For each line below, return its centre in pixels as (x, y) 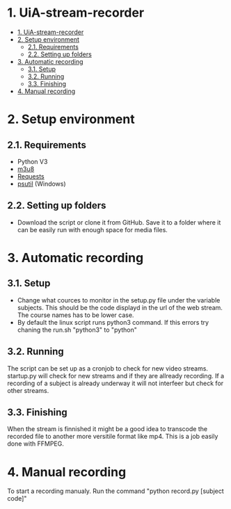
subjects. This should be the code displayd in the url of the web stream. (120, 307)
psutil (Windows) (41, 184)
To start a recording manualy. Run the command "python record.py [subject (115, 491)
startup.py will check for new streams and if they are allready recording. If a (116, 375)
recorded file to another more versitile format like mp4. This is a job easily (113, 437)
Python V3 (32, 161)
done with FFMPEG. (35, 444)
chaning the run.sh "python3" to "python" (77, 330)
